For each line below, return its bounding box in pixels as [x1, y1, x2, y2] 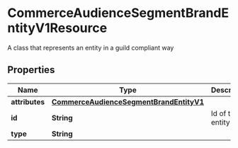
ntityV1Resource [7, 20, 108, 36]
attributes [11, 97, 45, 107]
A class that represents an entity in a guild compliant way [7, 43, 174, 52]
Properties [7, 64, 55, 76]
